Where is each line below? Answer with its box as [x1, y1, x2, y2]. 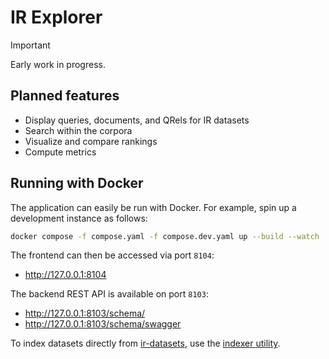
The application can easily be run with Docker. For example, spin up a [10, 201, 297, 213]
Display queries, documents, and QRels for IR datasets [24, 114, 250, 126]
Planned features [10, 87, 120, 105]
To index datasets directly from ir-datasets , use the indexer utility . [10, 337, 281, 350]
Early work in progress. [10, 58, 106, 70]
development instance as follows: [10, 212, 148, 224]
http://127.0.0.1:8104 [24, 269, 107, 281]
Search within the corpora [24, 124, 133, 136]
